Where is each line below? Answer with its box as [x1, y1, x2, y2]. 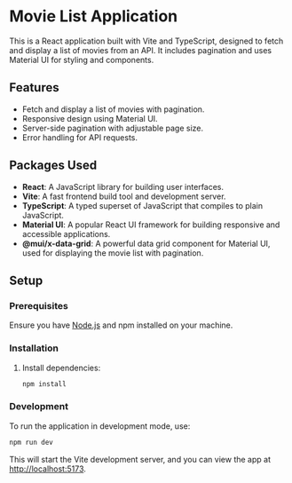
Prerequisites [9, 299, 68, 312]
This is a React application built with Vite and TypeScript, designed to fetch [9, 36, 284, 46]
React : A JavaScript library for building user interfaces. [21, 181, 225, 192]
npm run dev [9, 438, 53, 447]
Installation [9, 342, 59, 354]
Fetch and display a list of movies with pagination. [21, 104, 205, 115]
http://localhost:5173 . [9, 463, 87, 474]
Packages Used [9, 158, 98, 173]
